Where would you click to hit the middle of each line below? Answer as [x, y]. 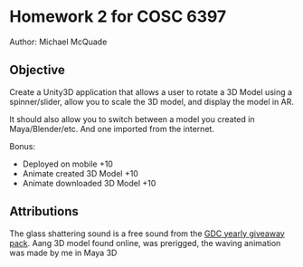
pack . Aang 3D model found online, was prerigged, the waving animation [145, 243]
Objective [38, 70]
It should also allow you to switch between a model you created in [132, 119]
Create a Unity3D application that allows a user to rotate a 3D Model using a [151, 91]
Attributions [44, 211]
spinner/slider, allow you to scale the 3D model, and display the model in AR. [152, 101]
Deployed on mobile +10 [67, 164]
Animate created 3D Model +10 [80, 173]
